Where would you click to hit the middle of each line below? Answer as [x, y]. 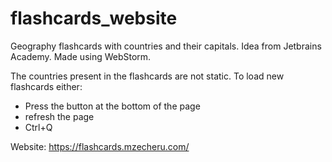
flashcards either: [46, 86]
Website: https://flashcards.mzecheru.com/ [100, 146]
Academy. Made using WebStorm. [81, 56]
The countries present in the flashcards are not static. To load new [147, 76]
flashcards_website [94, 18]
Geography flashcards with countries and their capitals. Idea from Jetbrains [166, 46]
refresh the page [59, 116]
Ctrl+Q [38, 127]
